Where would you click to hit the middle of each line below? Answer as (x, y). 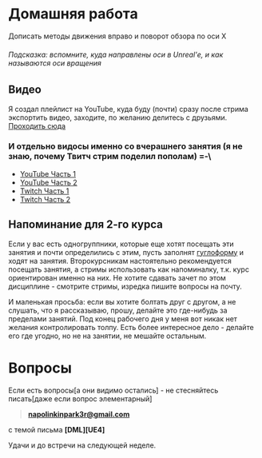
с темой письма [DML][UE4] (57, 429)
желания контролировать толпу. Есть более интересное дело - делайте (131, 327)
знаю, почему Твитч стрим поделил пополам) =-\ (110, 157)
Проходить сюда (37, 125)
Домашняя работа (73, 14)
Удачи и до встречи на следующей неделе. (82, 445)
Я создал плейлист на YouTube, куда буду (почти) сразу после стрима (129, 109)
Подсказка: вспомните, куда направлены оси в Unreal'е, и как (116, 54)
